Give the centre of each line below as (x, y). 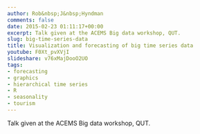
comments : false (30, 20)
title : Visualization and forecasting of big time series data (100, 46)
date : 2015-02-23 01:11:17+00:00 (55, 26)
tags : (15, 65)
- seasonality (28, 97)
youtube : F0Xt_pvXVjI (38, 52)
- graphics (23, 78)
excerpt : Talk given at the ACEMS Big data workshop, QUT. (94, 33)
